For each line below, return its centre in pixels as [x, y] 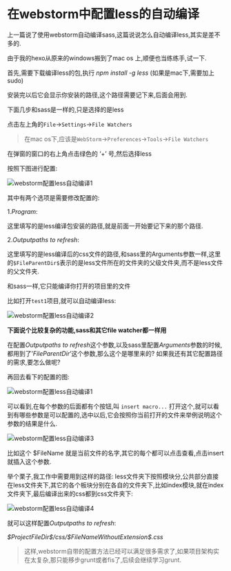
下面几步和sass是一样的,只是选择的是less [66, 109]
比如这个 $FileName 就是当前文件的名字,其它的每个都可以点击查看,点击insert [115, 453]
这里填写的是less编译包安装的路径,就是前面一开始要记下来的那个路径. [105, 226]
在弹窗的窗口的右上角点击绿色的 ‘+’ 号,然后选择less [79, 154]
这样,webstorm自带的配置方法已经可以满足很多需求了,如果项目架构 [119, 551]
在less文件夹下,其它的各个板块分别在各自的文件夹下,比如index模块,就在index [115, 484]
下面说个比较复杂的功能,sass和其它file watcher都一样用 [87, 330]
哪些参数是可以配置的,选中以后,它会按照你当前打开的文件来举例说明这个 [121, 415]
